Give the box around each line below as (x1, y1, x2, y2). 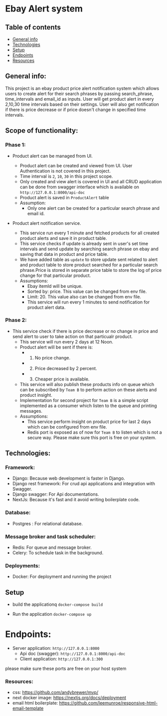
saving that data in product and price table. (19, 251, 109, 257)
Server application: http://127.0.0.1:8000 (12, 645, 100, 651)
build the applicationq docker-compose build (12, 601, 103, 607)
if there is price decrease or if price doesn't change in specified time (5, 106, 146, 113)
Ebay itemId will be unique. (27, 283, 83, 289)
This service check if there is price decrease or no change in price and (12, 328, 158, 334)
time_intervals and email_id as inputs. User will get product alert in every (5, 96, 154, 102)
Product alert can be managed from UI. (12, 153, 93, 159)
